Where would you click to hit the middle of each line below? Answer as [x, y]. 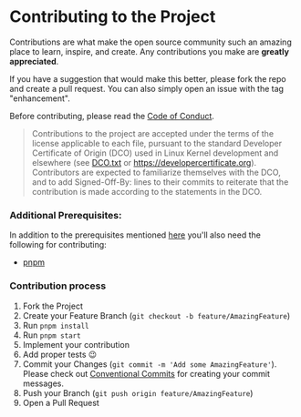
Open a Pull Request [61, 402]
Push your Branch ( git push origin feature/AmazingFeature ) [138, 392]
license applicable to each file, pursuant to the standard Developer [157, 143]
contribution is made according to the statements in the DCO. [147, 191]
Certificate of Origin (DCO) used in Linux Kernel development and [155, 153]
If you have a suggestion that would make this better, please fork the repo [148, 78]
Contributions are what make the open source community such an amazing [150, 42]
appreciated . [34, 61]
